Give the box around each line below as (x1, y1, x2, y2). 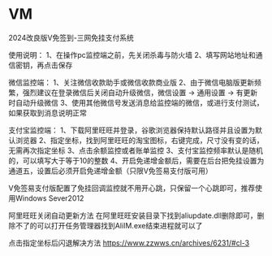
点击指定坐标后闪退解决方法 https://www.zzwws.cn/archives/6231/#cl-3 (8, 237, 250, 248)
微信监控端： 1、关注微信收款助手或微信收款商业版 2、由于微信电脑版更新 (8, 77, 255, 87)
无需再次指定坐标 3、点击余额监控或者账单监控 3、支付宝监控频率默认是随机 (8, 145, 264, 155)
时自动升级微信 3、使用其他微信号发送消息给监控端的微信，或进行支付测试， (8, 98, 264, 107)
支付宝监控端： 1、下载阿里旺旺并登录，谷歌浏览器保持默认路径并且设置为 (8, 125, 256, 135)
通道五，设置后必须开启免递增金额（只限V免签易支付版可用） (8, 166, 213, 176)
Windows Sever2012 (15, 193, 84, 203)
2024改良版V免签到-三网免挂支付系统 (8, 33, 134, 42)
